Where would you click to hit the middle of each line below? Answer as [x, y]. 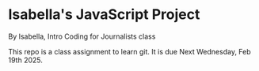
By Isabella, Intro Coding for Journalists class [82, 36]
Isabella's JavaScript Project [104, 15]
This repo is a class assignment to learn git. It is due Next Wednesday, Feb [129, 51]
